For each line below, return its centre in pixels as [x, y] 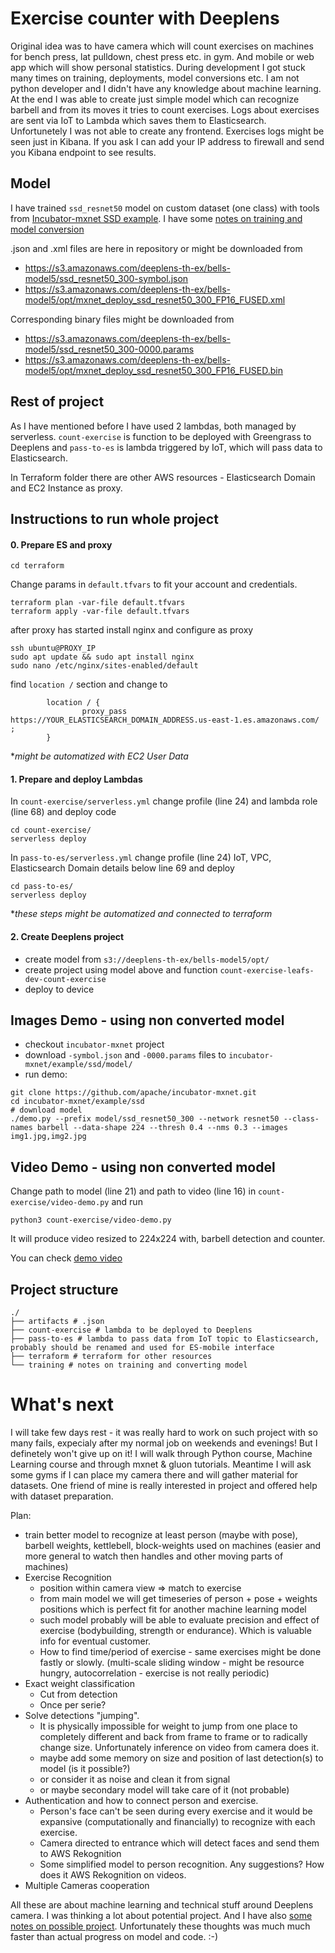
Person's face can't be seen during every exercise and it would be [176, 1811]
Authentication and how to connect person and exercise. [141, 1800]
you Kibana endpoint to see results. [83, 152]
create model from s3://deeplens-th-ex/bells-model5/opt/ [147, 959]
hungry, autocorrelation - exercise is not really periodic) [154, 1673]
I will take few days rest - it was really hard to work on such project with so [164, 1432]
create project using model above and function [121, 969]
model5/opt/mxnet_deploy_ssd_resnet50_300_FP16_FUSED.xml [155, 299]
